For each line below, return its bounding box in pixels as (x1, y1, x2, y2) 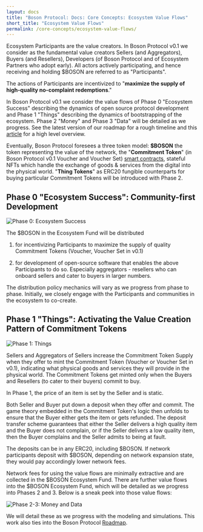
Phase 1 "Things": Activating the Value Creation (6, 314, 191, 325)
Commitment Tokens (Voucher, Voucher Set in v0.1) (15, 247, 144, 255)
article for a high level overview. (6, 130, 86, 138)
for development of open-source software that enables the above (15, 259, 179, 267)
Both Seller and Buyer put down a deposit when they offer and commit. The (6, 401, 195, 408)
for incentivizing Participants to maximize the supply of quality (15, 241, 171, 249)
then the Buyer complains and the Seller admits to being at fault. (6, 433, 167, 440)
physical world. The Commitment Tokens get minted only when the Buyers (6, 371, 193, 378)
